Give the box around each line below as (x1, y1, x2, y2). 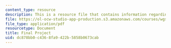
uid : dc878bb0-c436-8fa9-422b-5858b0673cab (5, 35, 99, 40)
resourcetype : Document (5, 26, 56, 31)
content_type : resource (5, 7, 56, 12)
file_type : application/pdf (5, 21, 65, 26)
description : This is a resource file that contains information (5, 12, 147, 17)
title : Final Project (5, 30, 51, 35)
